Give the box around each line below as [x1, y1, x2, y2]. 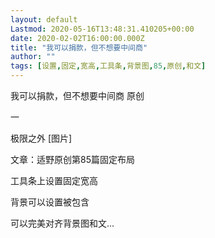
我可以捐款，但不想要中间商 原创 [10, 90, 145, 101]
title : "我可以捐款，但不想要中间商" [10, 42, 148, 53]
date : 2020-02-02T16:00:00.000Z [10, 33, 145, 43]
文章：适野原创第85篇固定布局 [10, 154, 135, 165]
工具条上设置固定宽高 [10, 175, 98, 186]
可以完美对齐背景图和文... [10, 217, 115, 229]
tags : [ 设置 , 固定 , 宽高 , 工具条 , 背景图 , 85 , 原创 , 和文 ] [10, 61, 207, 71]
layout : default [10, 14, 78, 25]
